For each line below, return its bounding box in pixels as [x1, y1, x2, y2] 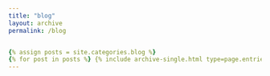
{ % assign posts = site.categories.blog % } [8, 48, 157, 56]
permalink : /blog [8, 26, 67, 34]
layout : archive [8, 19, 63, 27]
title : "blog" [8, 11, 56, 20]
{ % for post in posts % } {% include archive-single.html [8, 55, 203, 64]
